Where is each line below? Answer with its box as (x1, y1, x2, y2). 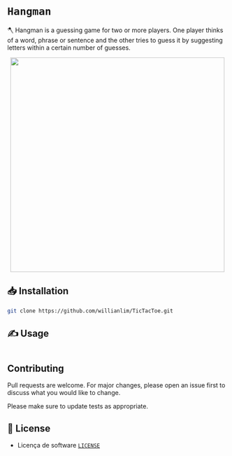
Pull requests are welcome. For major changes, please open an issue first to (7, 381, 226, 389)
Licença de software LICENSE (17, 441, 100, 450)
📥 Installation (7, 285, 69, 297)
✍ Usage (7, 328, 50, 340)
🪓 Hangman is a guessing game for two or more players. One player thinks (7, 26, 224, 34)
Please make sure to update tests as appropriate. (7, 402, 149, 410)
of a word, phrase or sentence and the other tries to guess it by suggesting (7, 36, 224, 44)
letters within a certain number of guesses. (7, 43, 131, 52)
